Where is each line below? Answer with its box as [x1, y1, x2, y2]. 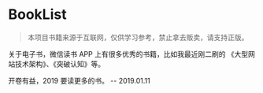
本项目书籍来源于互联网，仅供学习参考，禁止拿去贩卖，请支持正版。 [27, 32, 249, 42]
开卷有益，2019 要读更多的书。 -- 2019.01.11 [8, 76, 151, 85]
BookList [8, 6, 67, 24]
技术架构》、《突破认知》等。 [14, 59, 105, 69]
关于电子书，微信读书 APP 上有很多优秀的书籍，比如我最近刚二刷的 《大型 [8, 49, 249, 58]
